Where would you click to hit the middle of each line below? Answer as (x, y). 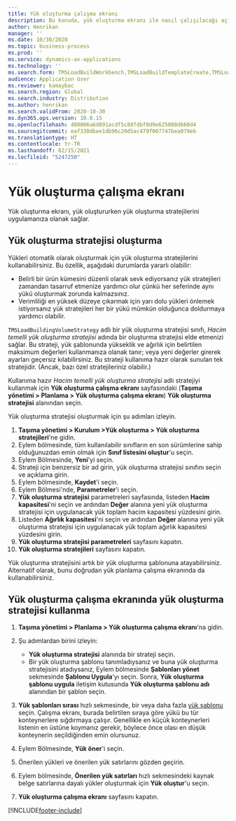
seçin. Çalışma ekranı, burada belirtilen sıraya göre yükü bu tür (108, 713)
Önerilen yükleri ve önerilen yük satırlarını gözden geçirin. (101, 762)
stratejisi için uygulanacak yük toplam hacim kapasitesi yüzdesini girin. (120, 512)
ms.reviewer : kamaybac (41, 86)
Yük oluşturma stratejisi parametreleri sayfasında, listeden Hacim (114, 497)
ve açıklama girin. (43, 475)
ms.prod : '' (25, 53)
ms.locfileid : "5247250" (44, 157)
